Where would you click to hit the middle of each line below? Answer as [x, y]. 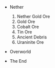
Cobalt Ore [28, 27]
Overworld [20, 51]
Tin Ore [25, 32]
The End [18, 61]
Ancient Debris [32, 37]
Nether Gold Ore [33, 16]
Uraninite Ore [30, 42]
